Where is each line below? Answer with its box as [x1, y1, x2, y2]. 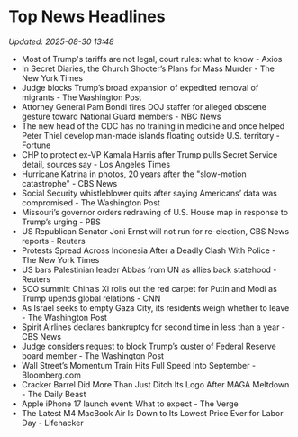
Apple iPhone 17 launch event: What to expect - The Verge [21, 398, 239, 409]
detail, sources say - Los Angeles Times [21, 159, 171, 169]
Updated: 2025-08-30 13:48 [8, 36, 114, 47]
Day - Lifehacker [21, 417, 84, 428]
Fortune [21, 140, 51, 150]
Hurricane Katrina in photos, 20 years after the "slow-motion [21, 168, 247, 179]
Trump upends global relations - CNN [21, 293, 161, 304]
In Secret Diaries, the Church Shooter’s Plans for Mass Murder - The [21, 63, 275, 74]
